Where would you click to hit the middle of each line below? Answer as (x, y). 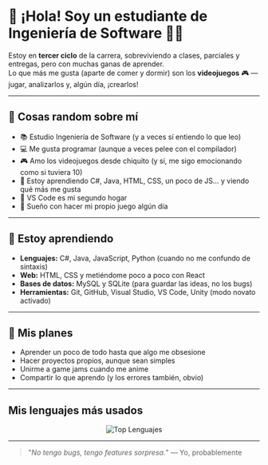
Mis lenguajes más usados (76, 410)
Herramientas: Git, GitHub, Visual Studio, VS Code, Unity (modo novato (138, 292)
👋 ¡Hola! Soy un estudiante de (108, 16)
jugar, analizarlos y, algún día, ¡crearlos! (73, 84)
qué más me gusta (50, 189)
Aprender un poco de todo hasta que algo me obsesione (112, 352)
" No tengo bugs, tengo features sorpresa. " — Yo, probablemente (135, 453)
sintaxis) (33, 266)
